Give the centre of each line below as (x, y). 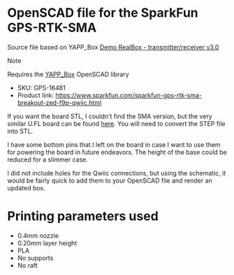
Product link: (36, 95)
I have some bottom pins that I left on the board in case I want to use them (114, 144)
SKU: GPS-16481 (42, 87)
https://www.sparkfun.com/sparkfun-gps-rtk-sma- (129, 95)
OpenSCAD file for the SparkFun (103, 13)
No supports (35, 258)
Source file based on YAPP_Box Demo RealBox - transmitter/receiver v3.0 (113, 47)
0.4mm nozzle (38, 235)
